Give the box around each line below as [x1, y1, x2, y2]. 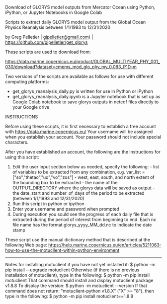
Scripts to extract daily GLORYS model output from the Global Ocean [5, 19, 146, 25]
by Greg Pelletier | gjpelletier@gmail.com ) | [5, 34, 93, 40]
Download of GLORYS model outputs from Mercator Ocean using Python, [5, 4, 156, 10]
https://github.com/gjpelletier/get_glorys [5, 39, 88, 45]
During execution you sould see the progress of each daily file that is [12, 211, 154, 217]
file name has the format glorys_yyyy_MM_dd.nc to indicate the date [12, 222, 152, 228]
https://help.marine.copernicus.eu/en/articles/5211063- [48, 242, 162, 248]
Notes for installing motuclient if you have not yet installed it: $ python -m [5, 262, 156, 267]
